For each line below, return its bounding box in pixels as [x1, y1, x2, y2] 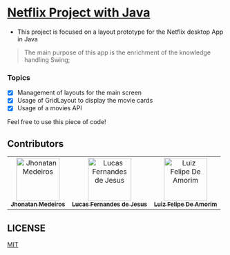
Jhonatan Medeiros [10, 201, 66, 208]
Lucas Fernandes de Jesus [71, 201, 148, 208]
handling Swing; [23, 55, 70, 63]
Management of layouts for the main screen [17, 88, 142, 97]
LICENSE [7, 222, 46, 234]
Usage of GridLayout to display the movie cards [17, 96, 153, 105]
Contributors [7, 138, 64, 150]
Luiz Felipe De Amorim [154, 201, 218, 208]
